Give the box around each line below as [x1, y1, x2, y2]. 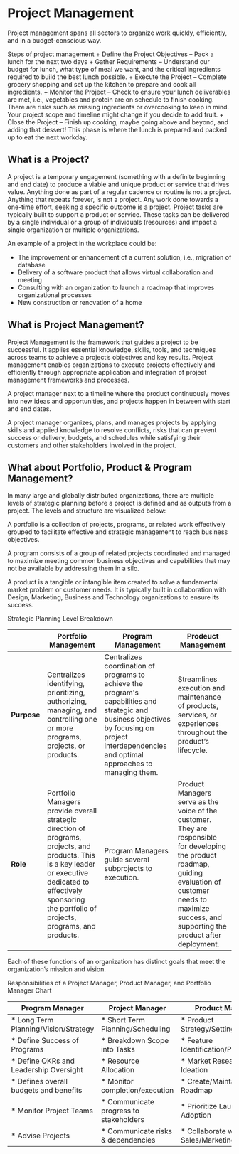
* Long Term [11, 1015, 54, 1025]
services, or [177, 710, 218, 720]
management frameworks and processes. [7, 375, 129, 384]
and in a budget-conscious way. [7, 36, 102, 44]
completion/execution [100, 1086, 174, 1096]
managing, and [47, 705, 97, 715]
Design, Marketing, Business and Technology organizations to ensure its [7, 593, 219, 602]
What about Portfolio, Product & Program [7, 461, 192, 474]
